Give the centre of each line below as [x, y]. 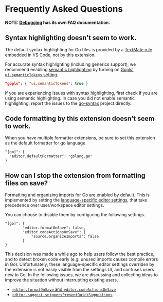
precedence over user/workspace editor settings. [55, 205]
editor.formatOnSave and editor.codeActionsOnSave [64, 289]
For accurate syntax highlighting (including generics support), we [71, 64]
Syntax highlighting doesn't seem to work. [71, 38]
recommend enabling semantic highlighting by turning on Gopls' [69, 69]
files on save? [27, 183]
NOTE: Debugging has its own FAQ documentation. [58, 22]
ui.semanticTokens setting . [32, 75]
